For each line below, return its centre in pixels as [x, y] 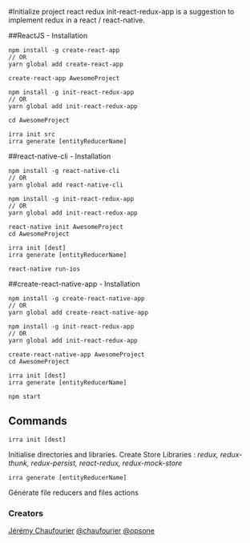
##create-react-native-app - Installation [74, 284]
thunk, [19, 463]
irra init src [32, 135]
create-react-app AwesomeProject [64, 78]
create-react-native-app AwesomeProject [77, 355]
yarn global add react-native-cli [66, 185]
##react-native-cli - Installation [60, 156]
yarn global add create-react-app [66, 64]
